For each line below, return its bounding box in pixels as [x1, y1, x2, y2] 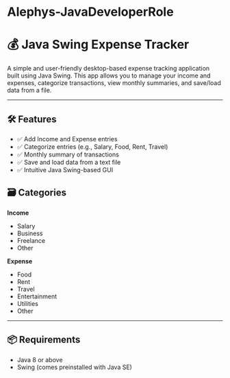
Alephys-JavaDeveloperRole [7, 4, 174, 20]
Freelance [16, 236, 46, 244]
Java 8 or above [16, 355, 63, 364]
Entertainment [16, 292, 57, 300]
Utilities [16, 299, 39, 307]
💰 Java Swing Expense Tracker [7, 37, 190, 52]
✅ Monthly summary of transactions [16, 150, 120, 158]
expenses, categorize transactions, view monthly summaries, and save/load [7, 79, 221, 87]
